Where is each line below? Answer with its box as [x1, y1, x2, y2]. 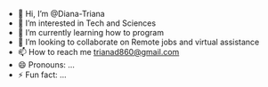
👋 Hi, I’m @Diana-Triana [17, 9, 105, 19]
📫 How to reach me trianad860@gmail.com [17, 47, 180, 57]
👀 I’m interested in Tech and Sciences [17, 18, 157, 28]
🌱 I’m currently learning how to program [17, 28, 165, 37]
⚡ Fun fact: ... [17, 69, 67, 80]
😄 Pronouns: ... [17, 59, 76, 70]
